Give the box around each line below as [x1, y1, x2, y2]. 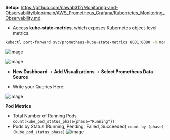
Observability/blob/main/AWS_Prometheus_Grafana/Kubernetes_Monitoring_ [5, 10, 165, 16]
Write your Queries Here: [12, 83, 65, 90]
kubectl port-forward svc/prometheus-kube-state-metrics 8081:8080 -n [5, 40, 157, 45]
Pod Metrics [5, 103, 31, 109]
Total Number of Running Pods [12, 113, 77, 119]
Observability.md [5, 15, 41, 21]
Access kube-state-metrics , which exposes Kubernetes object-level [12, 25, 157, 31]
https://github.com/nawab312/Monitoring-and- [20, 5, 118, 10]
